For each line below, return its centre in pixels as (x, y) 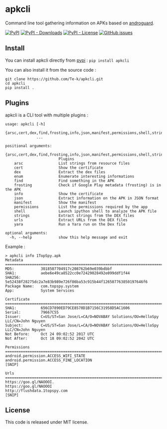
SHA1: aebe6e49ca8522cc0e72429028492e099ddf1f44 (68, 273)
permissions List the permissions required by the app (81, 207)
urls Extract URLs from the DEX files (71, 220)
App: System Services (40, 290)
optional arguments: (27, 233)
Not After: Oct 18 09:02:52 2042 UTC (50, 338)
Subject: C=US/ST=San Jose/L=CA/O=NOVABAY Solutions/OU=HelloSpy (82, 325)
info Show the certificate (59, 194)
